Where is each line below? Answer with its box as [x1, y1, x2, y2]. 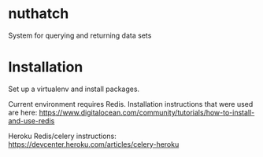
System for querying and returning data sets [8, 31, 152, 40]
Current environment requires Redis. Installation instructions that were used [8, 99, 254, 108]
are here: [8, 108, 38, 117]
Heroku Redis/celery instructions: [8, 131, 117, 141]
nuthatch [8, 5, 69, 23]
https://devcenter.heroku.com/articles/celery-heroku [8, 139, 180, 149]
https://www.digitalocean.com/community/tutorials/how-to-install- [39, 108, 255, 117]
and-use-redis [8, 115, 55, 126]
